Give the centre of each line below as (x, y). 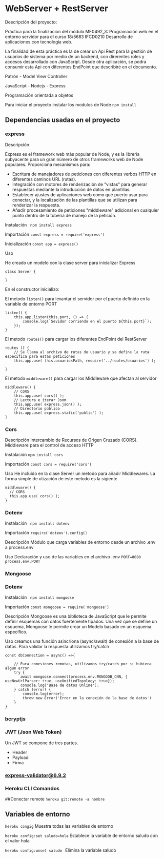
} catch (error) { (32, 690)
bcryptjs (15, 719)
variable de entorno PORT (31, 304)
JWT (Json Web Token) (33, 732)
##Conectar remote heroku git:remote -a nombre (55, 799)
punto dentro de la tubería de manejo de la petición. (64, 215)
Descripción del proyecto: (31, 22)
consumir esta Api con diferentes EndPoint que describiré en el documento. (81, 67)
